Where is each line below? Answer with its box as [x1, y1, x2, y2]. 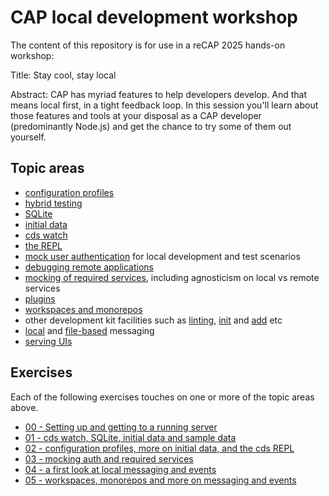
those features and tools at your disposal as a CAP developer [10, 109, 262, 121]
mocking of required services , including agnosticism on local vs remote [24, 271, 320, 283]
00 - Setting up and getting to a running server [24, 421, 218, 433]
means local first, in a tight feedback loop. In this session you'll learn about [10, 99, 319, 111]
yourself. [10, 131, 47, 143]
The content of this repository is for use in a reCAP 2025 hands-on [10, 39, 286, 51]
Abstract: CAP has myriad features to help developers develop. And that [10, 88, 307, 100]
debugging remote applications [24, 261, 154, 273]
